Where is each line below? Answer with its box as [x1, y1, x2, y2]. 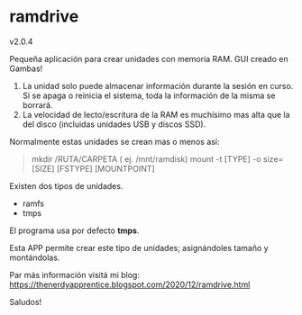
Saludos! [9, 296, 42, 307]
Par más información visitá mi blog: [9, 269, 140, 280]
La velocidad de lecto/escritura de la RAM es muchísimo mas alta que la [22, 109, 290, 120]
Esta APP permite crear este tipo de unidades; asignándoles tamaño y [9, 242, 269, 253]
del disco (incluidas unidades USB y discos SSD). [22, 119, 206, 130]
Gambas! [9, 63, 43, 74]
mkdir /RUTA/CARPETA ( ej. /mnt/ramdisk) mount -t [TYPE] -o [31, 153, 261, 164]
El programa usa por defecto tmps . [9, 225, 140, 236]
